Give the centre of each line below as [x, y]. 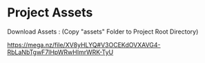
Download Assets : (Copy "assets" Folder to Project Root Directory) [103, 32]
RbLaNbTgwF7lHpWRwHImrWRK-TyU [60, 52]
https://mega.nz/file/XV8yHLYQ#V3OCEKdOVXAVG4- [84, 45]
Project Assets [50, 13]
